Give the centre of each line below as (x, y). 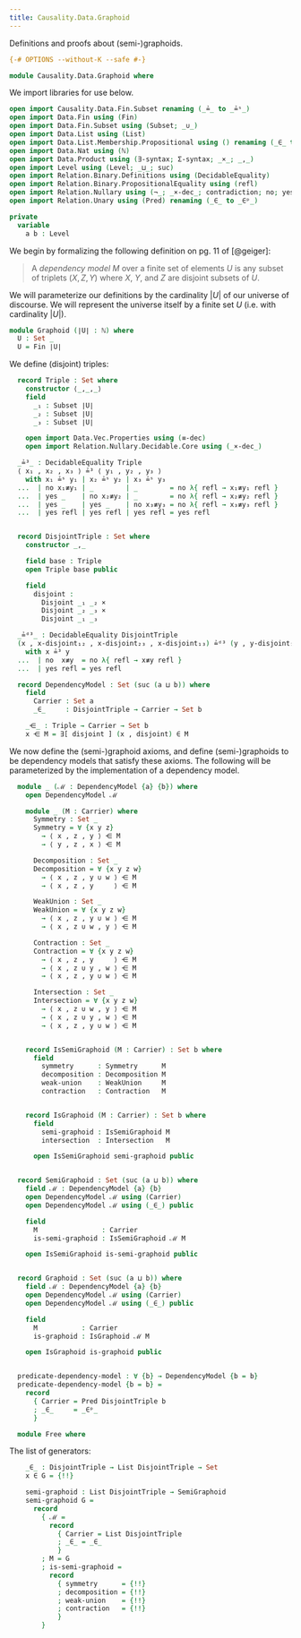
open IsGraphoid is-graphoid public (94, 1352)
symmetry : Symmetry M (104, 1067)
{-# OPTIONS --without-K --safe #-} (77, 59)
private (24, 217)
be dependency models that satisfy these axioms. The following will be (140, 760)
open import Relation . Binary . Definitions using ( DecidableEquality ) (140, 176)
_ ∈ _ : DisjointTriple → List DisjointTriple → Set (122, 1468)
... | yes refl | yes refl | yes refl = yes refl (114, 513)
